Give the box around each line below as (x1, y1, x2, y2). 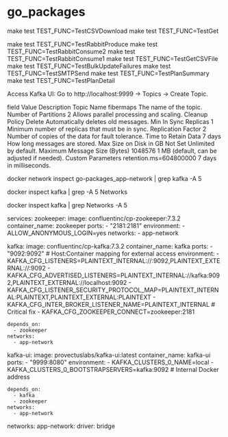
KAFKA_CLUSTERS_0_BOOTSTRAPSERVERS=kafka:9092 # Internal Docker (7, 365, 219, 373)
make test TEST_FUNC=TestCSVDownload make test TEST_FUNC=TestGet (7, 27, 219, 35)
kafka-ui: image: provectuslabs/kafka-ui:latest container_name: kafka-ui (7, 351, 211, 359)
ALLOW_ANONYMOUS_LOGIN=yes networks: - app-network (7, 229, 179, 237)
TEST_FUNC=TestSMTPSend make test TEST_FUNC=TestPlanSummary (7, 69, 210, 77)
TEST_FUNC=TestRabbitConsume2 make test (7, 47, 136, 55)
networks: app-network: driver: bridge (7, 422, 115, 430)
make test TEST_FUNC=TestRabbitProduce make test (7, 40, 158, 48)
